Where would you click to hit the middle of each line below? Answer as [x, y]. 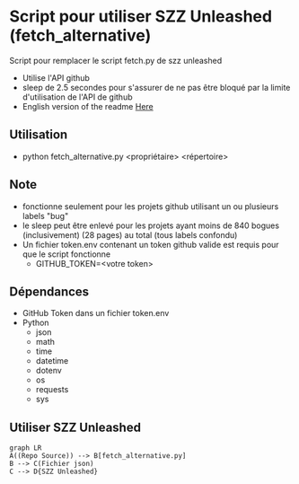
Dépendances [49, 291]
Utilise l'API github [56, 77]
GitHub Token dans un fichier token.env [96, 313]
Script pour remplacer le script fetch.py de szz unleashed [116, 60]
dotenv [49, 371]
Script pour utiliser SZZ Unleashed [141, 17]
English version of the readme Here [88, 106]
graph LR [26, 448]
